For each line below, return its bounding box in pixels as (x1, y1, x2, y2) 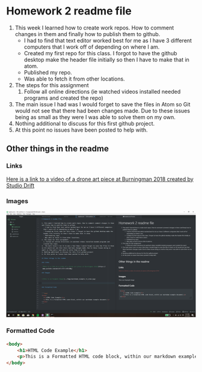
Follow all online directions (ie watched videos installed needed (23, 88, 181, 95)
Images (6, 197, 29, 205)
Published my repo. (23, 69, 72, 76)
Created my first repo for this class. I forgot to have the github (23, 49, 177, 56)
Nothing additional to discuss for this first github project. (14, 120, 155, 127)
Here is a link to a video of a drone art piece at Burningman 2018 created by (6, 175, 194, 183)
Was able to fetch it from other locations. (23, 75, 125, 82)
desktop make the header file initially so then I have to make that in (23, 56, 189, 63)
